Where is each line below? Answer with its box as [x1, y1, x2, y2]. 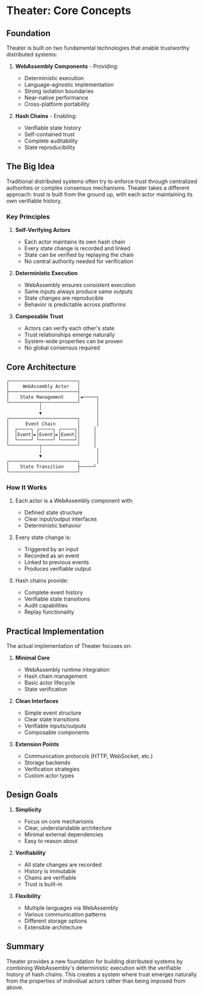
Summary [6, 942, 45, 952]
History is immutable [24, 867, 76, 875]
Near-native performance [24, 94, 88, 101]
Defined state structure [24, 509, 83, 516]
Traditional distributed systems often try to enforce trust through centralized [6, 177, 198, 185]
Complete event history [24, 589, 84, 596]
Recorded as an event [24, 552, 79, 560]
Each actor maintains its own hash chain [24, 238, 126, 245]
